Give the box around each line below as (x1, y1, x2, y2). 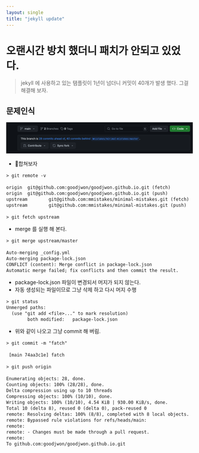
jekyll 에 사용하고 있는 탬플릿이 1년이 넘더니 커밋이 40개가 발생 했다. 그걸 (20, 79, 189, 87)
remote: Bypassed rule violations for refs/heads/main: (6, 417, 147, 423)
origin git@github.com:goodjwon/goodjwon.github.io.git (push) (6, 190, 168, 196)
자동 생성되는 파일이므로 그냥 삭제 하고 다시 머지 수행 (14, 286, 137, 293)
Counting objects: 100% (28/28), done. (6, 382, 105, 388)
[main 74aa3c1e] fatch (8, 352, 65, 358)
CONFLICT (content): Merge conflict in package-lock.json (6, 261, 152, 267)
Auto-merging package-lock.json (6, 256, 86, 261)
